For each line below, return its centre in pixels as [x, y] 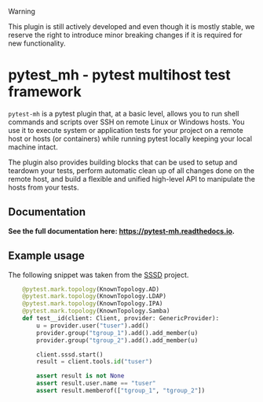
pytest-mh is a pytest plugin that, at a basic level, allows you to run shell [124, 113]
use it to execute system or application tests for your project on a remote [126, 130]
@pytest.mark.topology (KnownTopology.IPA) [93, 304]
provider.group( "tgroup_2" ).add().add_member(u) [117, 340]
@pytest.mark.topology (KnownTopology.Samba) [96, 311]
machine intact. [33, 147]
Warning [22, 11]
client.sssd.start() [70, 354]
